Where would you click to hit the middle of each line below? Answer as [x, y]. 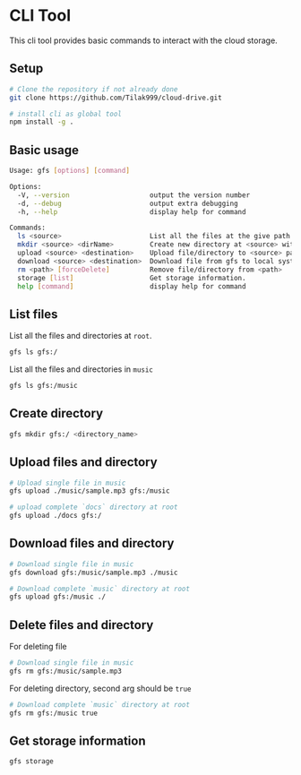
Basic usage [44, 150]
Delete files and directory [82, 625]
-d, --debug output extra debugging [128, 203]
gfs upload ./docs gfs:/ [56, 516]
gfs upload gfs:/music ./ [57, 597]
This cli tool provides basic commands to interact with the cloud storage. [143, 40]
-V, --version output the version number [134, 195]
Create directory [56, 413]
